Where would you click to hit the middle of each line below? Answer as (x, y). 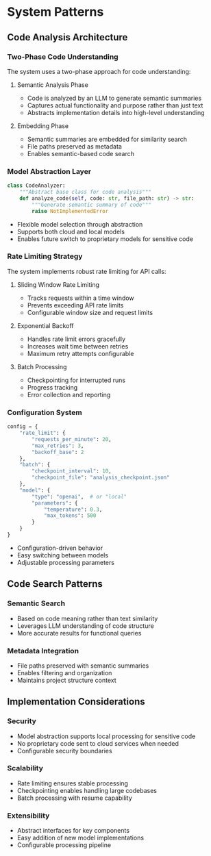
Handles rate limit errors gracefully (76, 339)
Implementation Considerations (76, 702)
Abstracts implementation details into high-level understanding (116, 112)
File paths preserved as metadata (74, 146)
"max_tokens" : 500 (70, 516)
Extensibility (28, 816)
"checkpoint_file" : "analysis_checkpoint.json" (101, 478)
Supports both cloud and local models (71, 231)
